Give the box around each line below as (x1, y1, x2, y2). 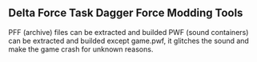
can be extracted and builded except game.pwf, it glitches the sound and (8, 36, 250, 45)
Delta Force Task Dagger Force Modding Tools (8, 6, 243, 20)
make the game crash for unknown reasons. (8, 44, 154, 54)
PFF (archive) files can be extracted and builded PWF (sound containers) (8, 27, 249, 37)
